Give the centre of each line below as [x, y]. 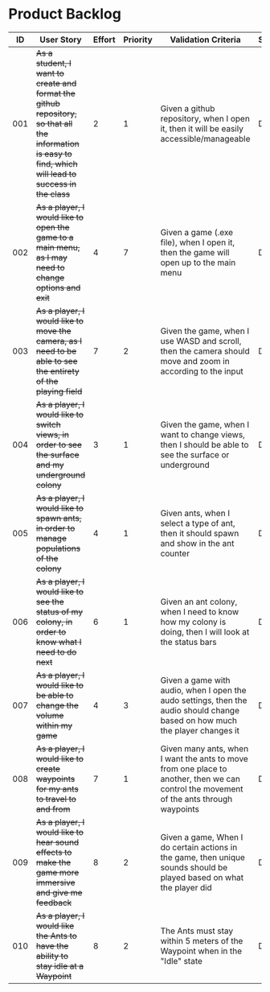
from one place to [194, 768]
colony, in [54, 622]
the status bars [188, 642]
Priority [138, 39]
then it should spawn [200, 533]
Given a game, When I [202, 837]
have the [52, 945]
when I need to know [200, 611]
